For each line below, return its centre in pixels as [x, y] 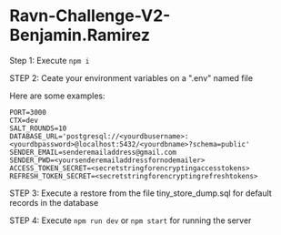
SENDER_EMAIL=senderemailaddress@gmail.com [93, 152]
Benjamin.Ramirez [80, 35]
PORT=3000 [28, 112]
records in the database [54, 202]
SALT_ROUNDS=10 [38, 128]
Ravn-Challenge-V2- [90, 16]
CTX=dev [24, 120]
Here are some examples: [58, 96]
